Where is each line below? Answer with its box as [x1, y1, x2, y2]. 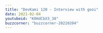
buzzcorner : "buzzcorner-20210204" [5, 20, 79, 26]
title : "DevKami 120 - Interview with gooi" [5, 7, 99, 12]
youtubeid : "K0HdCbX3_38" [5, 16, 58, 21]
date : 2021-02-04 [5, 12, 41, 16]
